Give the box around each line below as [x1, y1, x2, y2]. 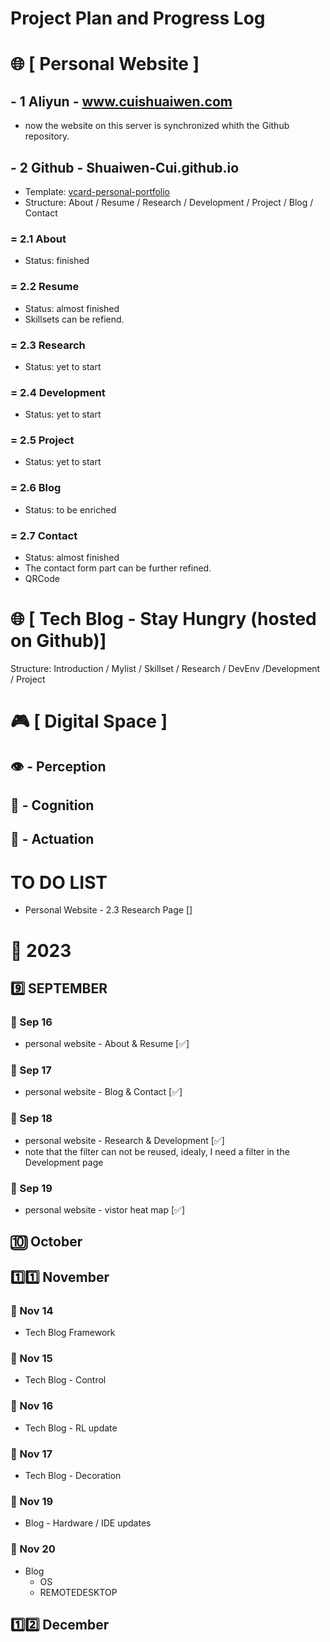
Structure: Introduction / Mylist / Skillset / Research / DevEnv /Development [10, 663, 321, 675]
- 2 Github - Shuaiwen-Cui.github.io [10, 159, 240, 176]
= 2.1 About [10, 232, 67, 246]
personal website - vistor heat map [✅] [24, 1204, 186, 1216]
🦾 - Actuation [10, 831, 95, 848]
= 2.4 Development [10, 385, 106, 399]
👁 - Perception [10, 758, 107, 775]
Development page [24, 1156, 104, 1168]
